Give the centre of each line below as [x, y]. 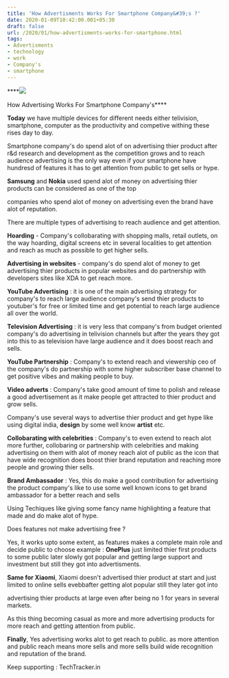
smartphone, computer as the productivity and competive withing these [108, 125]
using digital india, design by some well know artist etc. [86, 424]
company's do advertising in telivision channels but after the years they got [113, 334]
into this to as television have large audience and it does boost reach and [110, 341]
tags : [15, 39]
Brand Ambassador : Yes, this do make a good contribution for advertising [112, 480]
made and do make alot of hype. [53, 515]
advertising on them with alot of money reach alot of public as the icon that [113, 452]
